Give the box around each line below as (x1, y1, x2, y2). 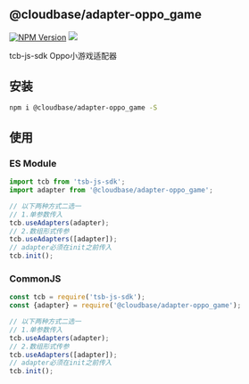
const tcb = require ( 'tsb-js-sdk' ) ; (9, 293, 145, 302)
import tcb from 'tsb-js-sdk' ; (9, 177, 126, 186)
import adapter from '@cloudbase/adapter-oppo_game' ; (9, 186, 214, 195)
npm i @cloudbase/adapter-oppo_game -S (9, 102, 158, 112)
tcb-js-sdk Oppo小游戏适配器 (9, 50, 118, 61)
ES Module (9, 157, 57, 169)
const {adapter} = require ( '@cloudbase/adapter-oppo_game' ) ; (9, 301, 242, 310)
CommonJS (9, 272, 62, 284)
